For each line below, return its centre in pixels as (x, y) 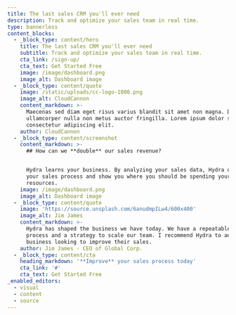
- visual (26, 288)
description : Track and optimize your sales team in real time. (103, 20)
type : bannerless (33, 27)
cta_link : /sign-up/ (50, 60)
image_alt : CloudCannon (55, 99)
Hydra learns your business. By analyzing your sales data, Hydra (125, 170)
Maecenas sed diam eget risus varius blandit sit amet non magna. (125, 112)
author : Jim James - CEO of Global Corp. (81, 248)
